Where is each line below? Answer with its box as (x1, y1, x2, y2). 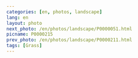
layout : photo (6, 20, 43, 26)
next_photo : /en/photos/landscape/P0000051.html (6, 25, 133, 32)
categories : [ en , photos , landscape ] (6, 8, 103, 15)
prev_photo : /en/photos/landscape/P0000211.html (6, 37, 133, 43)
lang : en (6, 14, 29, 21)
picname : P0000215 (6, 31, 53, 37)
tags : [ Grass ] (6, 43, 43, 49)
